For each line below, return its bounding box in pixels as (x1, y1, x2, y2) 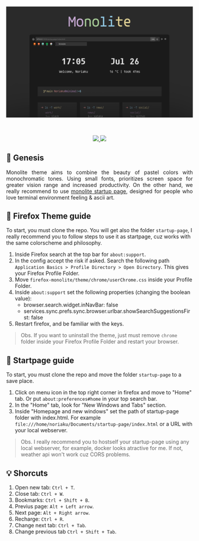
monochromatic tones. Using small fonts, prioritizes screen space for (6, 175, 193, 182)
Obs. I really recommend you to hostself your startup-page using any (20, 438, 190, 445)
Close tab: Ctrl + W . (14, 491, 64, 498)
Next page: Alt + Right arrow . (14, 509, 90, 517)
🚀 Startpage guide (6, 355, 75, 365)
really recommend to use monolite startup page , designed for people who (6, 188, 193, 195)
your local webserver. (14, 427, 68, 434)
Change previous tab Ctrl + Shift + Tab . (14, 528, 117, 535)
